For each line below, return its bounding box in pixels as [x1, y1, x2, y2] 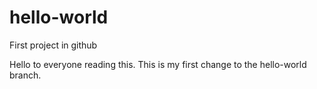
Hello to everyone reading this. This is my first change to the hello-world [9, 58, 307, 70]
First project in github [9, 39, 98, 51]
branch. [9, 69, 42, 81]
